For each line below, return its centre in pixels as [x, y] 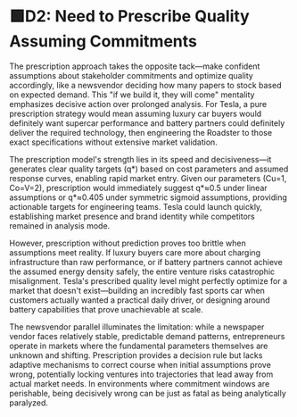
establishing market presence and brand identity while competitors [132, 216]
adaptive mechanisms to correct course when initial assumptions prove [140, 364]
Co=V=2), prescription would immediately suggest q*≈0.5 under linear [138, 188]
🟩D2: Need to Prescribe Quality [129, 17]
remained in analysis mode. [60, 225]
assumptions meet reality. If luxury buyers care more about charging [135, 252]
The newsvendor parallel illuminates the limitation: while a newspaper [137, 327]
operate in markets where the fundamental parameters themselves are [139, 346]
